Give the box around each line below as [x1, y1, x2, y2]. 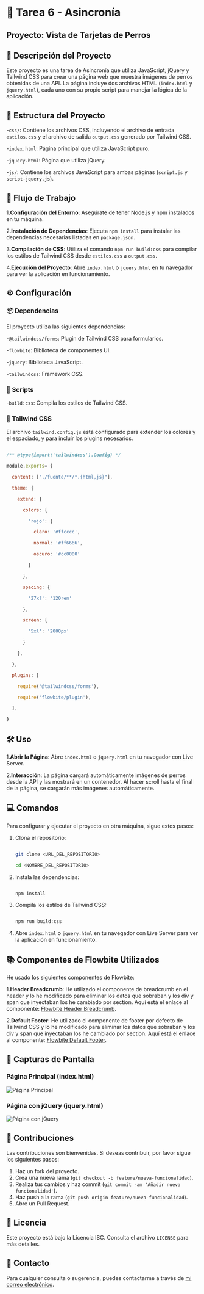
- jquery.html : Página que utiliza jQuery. [6, 157, 106, 164]
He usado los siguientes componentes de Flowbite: [6, 974, 135, 981]
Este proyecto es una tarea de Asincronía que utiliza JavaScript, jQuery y [6, 67, 189, 74]
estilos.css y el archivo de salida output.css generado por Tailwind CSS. [6, 133, 191, 140]
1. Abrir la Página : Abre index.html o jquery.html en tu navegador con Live [6, 753, 194, 761]
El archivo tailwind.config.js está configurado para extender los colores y [6, 428, 196, 436]
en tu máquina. [6, 215, 44, 223]
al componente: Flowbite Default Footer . [6, 1036, 107, 1044]
